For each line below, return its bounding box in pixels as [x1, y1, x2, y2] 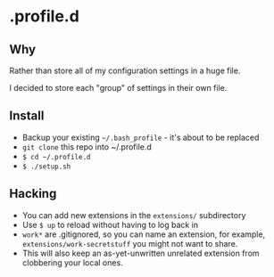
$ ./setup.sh [21, 162, 71, 171]
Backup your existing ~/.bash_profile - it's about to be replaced [21, 132, 260, 143]
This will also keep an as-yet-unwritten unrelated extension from [21, 248, 261, 258]
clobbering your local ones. [21, 257, 123, 268]
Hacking [9, 186, 57, 201]
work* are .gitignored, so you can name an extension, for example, [21, 229, 266, 240]
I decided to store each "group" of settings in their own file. [9, 83, 228, 93]
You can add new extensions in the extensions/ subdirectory [21, 209, 246, 220]
